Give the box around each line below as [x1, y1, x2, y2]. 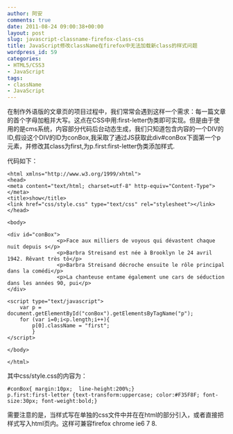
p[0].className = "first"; [32, 322, 110, 329]
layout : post [7, 29, 45, 37]
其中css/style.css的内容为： [7, 372, 88, 380]
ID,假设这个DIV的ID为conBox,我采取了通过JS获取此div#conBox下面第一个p [7, 133, 221, 142]
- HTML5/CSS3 [7, 62, 45, 69]
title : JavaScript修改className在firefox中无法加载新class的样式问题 [7, 42, 198, 49]
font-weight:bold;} [41, 398, 98, 405]
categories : [7, 55, 42, 62]
